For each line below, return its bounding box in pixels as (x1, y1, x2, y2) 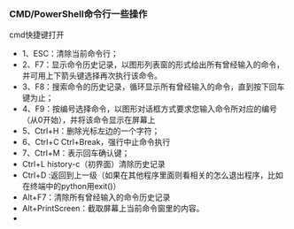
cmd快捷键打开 (9, 29, 65, 41)
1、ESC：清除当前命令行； (21, 49, 120, 59)
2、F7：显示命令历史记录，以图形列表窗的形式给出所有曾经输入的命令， (21, 59, 285, 70)
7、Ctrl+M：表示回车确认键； (21, 148, 130, 158)
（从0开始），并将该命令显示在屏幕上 (21, 115, 156, 126)
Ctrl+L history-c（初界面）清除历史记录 (21, 159, 166, 170)
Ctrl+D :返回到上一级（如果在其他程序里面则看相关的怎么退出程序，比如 (21, 170, 283, 180)
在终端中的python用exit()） (21, 181, 121, 192)
